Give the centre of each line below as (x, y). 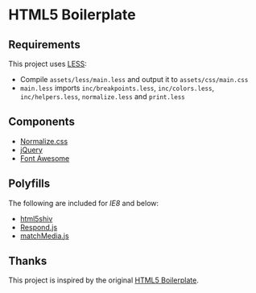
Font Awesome (45, 158)
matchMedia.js (45, 236)
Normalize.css (44, 141)
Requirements (44, 45)
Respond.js (39, 227)
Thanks (28, 261)
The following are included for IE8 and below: (84, 203)
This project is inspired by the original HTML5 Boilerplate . (103, 280)
